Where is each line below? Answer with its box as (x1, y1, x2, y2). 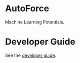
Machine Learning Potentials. (5, 19, 65, 25)
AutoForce (5, 3, 49, 14)
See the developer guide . (5, 52, 57, 58)
